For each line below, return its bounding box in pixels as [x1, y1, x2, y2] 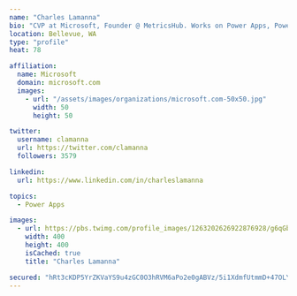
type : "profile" [9, 37, 69, 47]
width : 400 [25, 232, 65, 241]
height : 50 [32, 111, 73, 120]
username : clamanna [17, 135, 89, 144]
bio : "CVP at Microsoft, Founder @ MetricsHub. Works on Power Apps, [9, 21, 271, 30]
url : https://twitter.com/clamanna [17, 143, 148, 153]
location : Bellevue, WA [9, 29, 97, 38]
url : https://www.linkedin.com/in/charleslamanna [17, 176, 203, 185]
